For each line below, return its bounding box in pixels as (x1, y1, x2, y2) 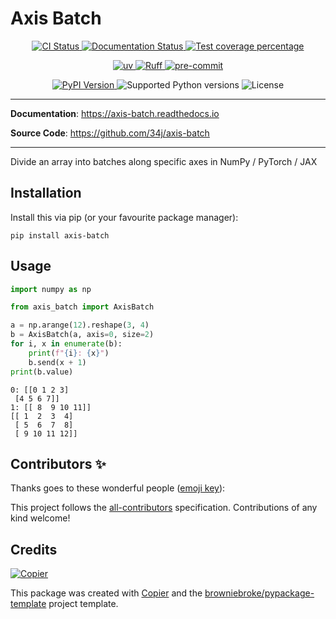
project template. (48, 598, 119, 610)
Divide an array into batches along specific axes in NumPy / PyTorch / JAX (10, 155, 318, 167)
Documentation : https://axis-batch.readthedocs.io (10, 107, 220, 119)
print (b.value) (10, 367, 74, 377)
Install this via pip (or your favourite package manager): (10, 211, 239, 223)
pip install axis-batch (10, 230, 110, 241)
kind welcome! (10, 512, 71, 524)
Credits (10, 541, 58, 558)
